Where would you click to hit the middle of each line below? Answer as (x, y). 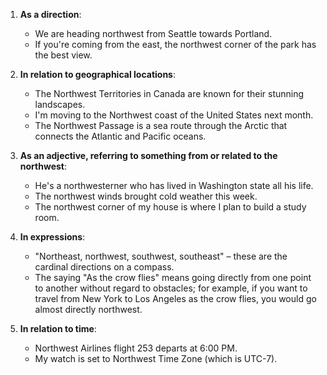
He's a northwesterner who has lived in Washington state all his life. (174, 185)
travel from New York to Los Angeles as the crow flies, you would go (175, 298)
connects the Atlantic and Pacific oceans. (120, 136)
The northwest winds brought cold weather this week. (146, 196)
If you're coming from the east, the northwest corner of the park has (175, 44)
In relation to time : (58, 328)
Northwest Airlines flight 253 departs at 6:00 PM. (136, 348)
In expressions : (52, 237)
